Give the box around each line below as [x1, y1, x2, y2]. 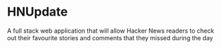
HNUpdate [7, 4, 68, 20]
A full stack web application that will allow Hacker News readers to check [7, 27, 215, 35]
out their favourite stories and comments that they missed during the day [7, 33, 213, 42]
